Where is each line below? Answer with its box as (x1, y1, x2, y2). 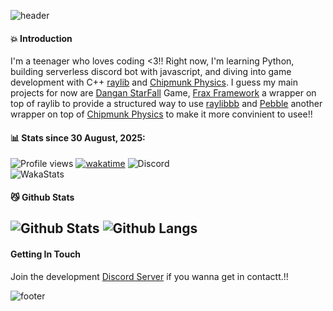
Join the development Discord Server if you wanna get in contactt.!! (10, 270, 289, 282)
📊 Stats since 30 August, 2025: (10, 131, 146, 144)
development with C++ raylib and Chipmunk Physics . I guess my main (10, 76, 298, 89)
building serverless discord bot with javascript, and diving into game (10, 66, 292, 78)
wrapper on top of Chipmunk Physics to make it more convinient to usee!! (10, 108, 313, 120)
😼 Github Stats (10, 191, 75, 203)
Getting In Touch (10, 248, 82, 260)
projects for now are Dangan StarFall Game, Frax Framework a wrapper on (10, 87, 317, 99)
